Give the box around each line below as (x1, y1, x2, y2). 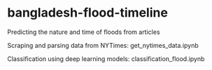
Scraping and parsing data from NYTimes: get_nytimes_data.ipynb (7, 41, 199, 49)
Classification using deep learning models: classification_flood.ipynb (7, 54, 205, 63)
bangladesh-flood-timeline (7, 5, 168, 21)
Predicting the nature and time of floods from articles (7, 28, 160, 36)
